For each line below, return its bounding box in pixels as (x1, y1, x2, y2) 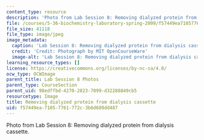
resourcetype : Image (6, 93, 59, 99)
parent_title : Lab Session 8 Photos (6, 76, 99, 82)
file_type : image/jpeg (6, 32, 64, 38)
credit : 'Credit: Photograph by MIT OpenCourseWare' (12, 48, 148, 55)
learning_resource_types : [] (6, 59, 80, 65)
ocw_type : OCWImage (6, 71, 56, 77)
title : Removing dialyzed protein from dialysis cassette (6, 99, 156, 105)
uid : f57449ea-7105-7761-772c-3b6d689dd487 (6, 104, 118, 111)
